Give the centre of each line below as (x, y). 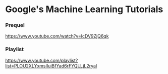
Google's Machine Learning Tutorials (84, 9)
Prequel (15, 25)
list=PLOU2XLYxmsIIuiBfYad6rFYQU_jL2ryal (51, 66)
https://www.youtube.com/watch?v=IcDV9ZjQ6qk (57, 36)
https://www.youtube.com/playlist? (42, 60)
